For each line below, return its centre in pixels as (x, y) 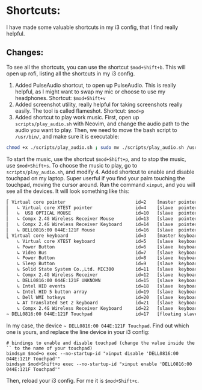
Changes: (25, 53)
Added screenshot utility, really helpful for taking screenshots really (99, 104)
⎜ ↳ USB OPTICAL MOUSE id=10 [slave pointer (102, 213)
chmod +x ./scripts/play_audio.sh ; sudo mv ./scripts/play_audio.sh (95, 147)
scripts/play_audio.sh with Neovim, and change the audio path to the (102, 124)
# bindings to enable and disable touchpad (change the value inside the (101, 343)
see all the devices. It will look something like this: (68, 191)
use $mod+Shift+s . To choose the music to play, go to (72, 165)
